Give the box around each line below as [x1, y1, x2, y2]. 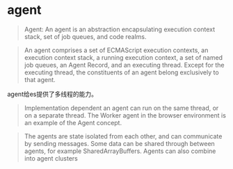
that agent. [24, 75, 56, 83]
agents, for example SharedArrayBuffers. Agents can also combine [24, 147, 216, 155]
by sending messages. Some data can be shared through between [24, 139, 216, 147]
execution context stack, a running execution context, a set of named [24, 53, 223, 61]
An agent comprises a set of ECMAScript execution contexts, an [24, 46, 209, 54]
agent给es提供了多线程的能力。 [7, 90, 98, 98]
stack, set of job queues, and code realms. [24, 32, 147, 40]
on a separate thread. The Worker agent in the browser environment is [24, 111, 226, 120]
